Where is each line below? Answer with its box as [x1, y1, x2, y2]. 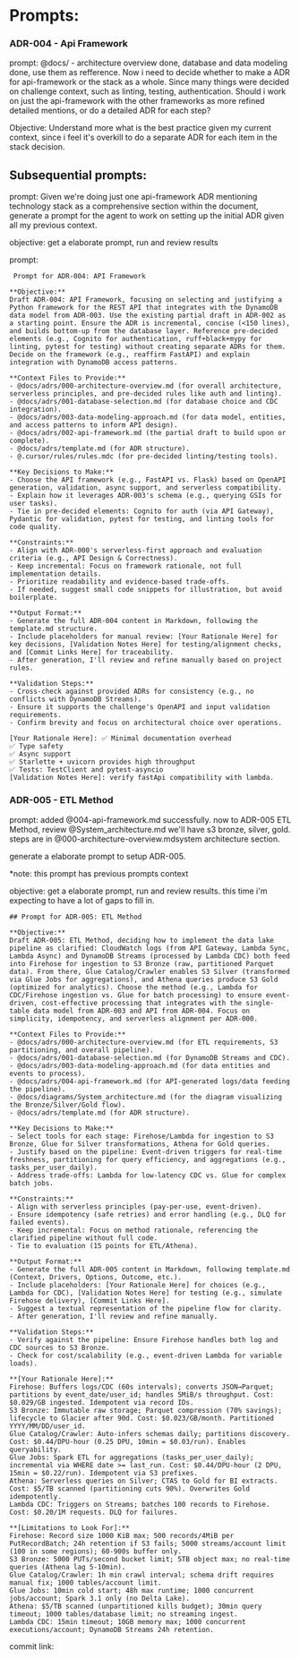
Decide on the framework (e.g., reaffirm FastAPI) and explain [9, 350, 251, 359]
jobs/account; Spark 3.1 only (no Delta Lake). [9, 1594, 191, 1603]
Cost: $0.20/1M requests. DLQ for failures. [9, 1508, 178, 1517]
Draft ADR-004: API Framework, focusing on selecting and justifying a [9, 295, 282, 304]
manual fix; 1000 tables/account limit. [9, 1578, 163, 1587]
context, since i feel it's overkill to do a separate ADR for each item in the [9, 132, 278, 143]
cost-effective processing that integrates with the [41, 998, 243, 1007]
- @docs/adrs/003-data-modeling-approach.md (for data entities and [9, 1061, 270, 1070]
